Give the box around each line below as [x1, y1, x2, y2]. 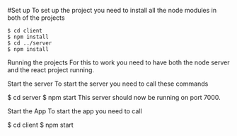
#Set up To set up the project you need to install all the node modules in [7, 6, 217, 14]
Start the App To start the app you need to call [7, 107, 143, 115]
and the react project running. [7, 66, 94, 74]
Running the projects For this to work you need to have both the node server [7, 58, 230, 67]
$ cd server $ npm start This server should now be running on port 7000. [7, 93, 221, 101]
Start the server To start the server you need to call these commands [7, 79, 209, 88]
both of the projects [7, 13, 65, 22]
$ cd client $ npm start [7, 120, 74, 129]
